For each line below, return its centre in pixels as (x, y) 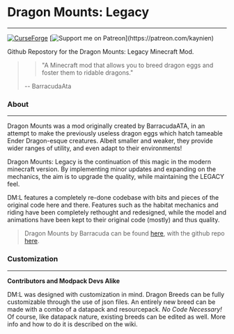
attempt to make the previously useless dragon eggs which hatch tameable (115, 133)
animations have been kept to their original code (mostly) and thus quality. (114, 220)
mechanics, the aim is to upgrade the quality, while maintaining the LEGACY (116, 177)
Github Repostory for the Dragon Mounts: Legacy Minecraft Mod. (101, 51)
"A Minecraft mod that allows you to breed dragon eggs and (127, 65)
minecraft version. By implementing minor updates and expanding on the (112, 169)
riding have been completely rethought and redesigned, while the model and (117, 212)
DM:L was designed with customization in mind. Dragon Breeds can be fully (116, 294)
